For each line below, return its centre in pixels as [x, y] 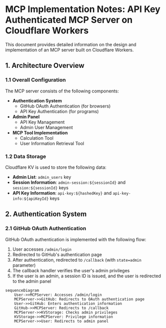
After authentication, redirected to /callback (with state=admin [77, 260]
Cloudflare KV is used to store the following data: [56, 167]
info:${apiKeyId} [31, 199]
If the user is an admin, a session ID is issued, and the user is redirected [87, 276]
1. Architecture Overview [45, 66]
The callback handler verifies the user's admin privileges [71, 270]
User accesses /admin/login [42, 249]
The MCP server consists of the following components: [62, 91]
